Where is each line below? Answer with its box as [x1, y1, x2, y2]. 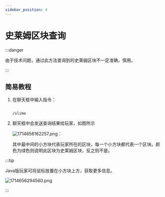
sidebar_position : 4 [5, 7, 48, 12]
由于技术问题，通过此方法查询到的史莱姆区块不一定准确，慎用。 [5, 57, 135, 63]
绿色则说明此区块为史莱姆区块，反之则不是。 [21, 147, 112, 154]
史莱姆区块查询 [5, 30, 66, 41]
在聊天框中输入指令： [12, 97, 56, 103]
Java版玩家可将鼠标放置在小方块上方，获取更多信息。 [5, 168, 115, 174]
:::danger [5, 47, 24, 53]
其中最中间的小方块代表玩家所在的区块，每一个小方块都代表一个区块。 [12, 141, 156, 147]
